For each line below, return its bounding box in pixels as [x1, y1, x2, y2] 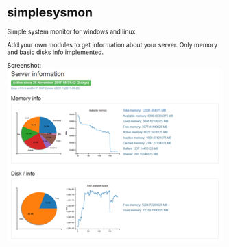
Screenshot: [7, 61, 42, 69]
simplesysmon [7, 5, 93, 21]
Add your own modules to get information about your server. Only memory [7, 40, 218, 49]
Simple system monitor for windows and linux [7, 27, 136, 36]
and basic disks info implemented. [7, 48, 104, 56]
